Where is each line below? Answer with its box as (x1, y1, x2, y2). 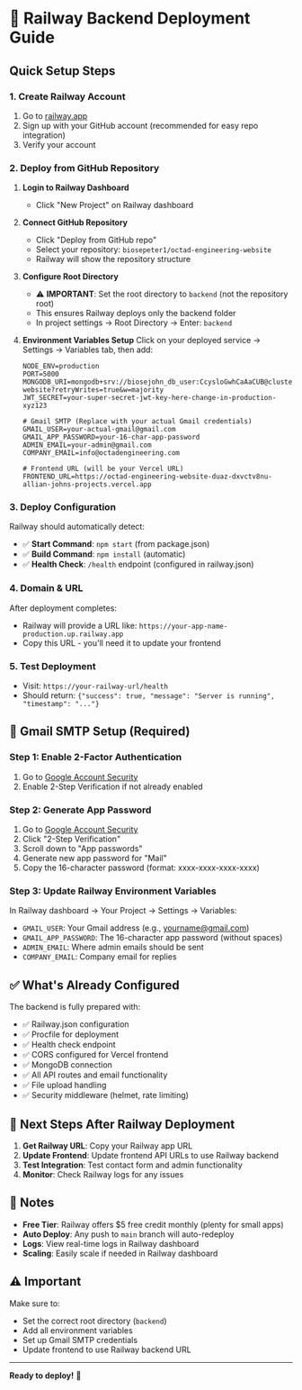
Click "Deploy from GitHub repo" (35, 234, 157, 246)
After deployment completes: (9, 603, 117, 613)
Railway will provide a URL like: (22, 620, 138, 631)
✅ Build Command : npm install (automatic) (22, 549, 186, 559)
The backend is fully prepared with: (9, 1002, 141, 1013)
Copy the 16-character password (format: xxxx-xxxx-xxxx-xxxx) (22, 862, 261, 873)
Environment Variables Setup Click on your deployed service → (22, 335, 262, 346)
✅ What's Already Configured (9, 977, 180, 993)
